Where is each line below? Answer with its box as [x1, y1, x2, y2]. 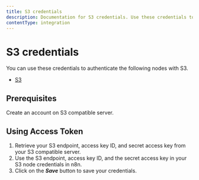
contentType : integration [6, 20, 70, 25]
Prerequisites [6, 93, 57, 104]
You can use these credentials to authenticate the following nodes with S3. [6, 65, 188, 72]
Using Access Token [6, 126, 84, 136]
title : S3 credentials [6, 8, 62, 15]
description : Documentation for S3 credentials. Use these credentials [6, 14, 187, 20]
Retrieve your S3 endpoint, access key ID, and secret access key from [14, 142, 186, 149]
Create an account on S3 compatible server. [6, 109, 114, 116]
